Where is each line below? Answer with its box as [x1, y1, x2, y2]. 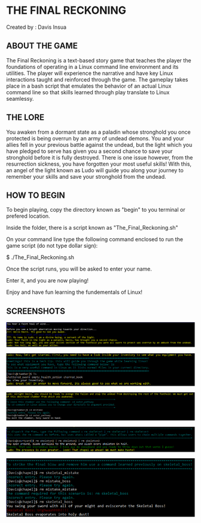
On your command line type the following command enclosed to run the [6, 236, 184, 243]
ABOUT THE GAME [6, 41, 78, 51]
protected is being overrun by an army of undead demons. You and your [6, 134, 184, 142]
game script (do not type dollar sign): [6, 242, 98, 250]
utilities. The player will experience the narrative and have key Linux [6, 70, 173, 77]
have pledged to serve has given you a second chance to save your [6, 148, 173, 155]
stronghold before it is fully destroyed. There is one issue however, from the [6, 154, 193, 161]
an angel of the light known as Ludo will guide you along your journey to [6, 166, 184, 174]
